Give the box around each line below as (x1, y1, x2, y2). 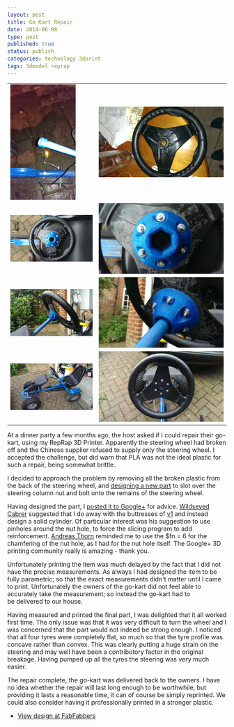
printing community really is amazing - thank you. (7, 547, 150, 555)
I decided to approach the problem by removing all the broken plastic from (7, 474, 221, 482)
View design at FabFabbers (17, 711, 96, 720)
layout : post (7, 11, 45, 18)
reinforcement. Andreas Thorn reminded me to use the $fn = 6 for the (7, 531, 208, 540)
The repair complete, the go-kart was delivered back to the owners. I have (7, 675, 221, 684)
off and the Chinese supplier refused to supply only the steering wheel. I (7, 446, 214, 454)
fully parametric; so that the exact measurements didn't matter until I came (7, 574, 221, 583)
